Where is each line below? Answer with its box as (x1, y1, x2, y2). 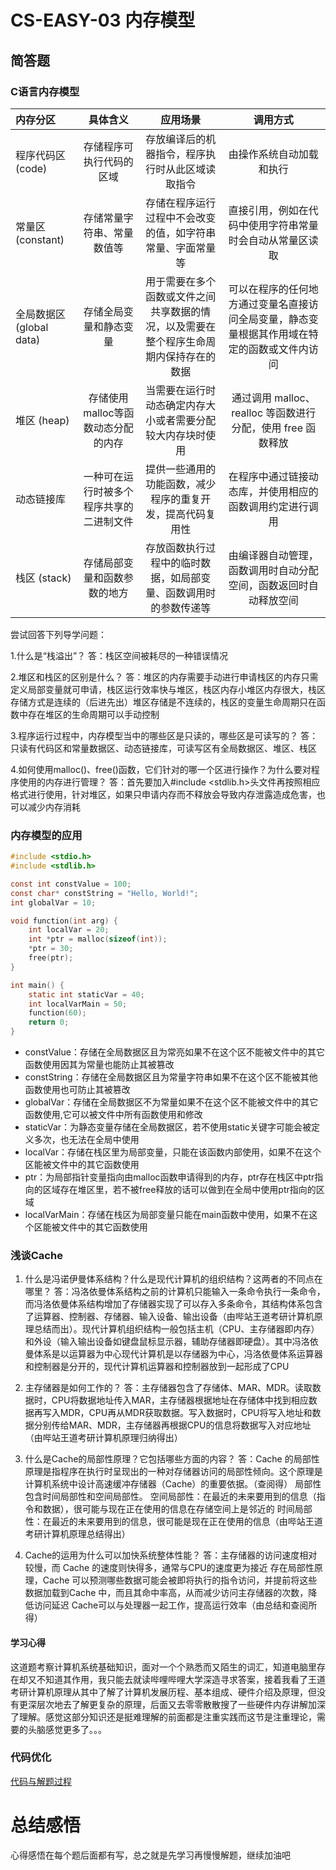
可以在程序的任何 (228, 282, 309, 296)
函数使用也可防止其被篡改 (24, 1084, 131, 1096)
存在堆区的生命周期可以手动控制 (27, 708, 160, 720)
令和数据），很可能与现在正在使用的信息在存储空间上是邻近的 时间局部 (24, 1503, 313, 1515)
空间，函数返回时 (228, 578, 309, 592)
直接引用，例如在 (228, 203, 309, 217)
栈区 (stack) (15, 571, 72, 585)
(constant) (15, 232, 65, 246)
